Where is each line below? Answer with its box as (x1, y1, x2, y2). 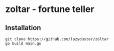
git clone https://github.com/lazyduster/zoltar (5, 36, 109, 41)
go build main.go (5, 41, 42, 46)
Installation (5, 23, 41, 32)
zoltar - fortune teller (5, 3, 94, 15)
